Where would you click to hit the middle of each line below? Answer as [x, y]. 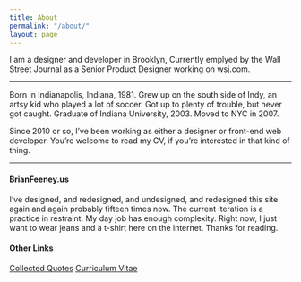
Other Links [31, 248]
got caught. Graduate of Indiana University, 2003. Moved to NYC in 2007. [144, 114]
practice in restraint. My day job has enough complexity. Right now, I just [143, 218]
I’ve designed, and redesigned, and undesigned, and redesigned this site [144, 199]
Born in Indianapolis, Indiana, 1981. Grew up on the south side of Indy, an [143, 95]
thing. [20, 150]
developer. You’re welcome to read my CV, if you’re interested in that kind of [150, 141]
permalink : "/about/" [50, 26]
